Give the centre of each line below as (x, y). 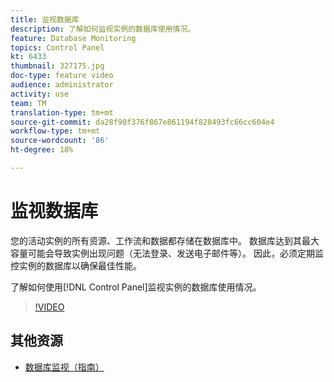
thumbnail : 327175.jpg (57, 66)
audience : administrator (62, 85)
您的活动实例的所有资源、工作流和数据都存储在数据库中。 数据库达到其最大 (165, 240)
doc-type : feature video (62, 76)
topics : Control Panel (57, 47)
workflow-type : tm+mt (55, 131)
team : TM (28, 103)
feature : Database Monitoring (73, 38)
